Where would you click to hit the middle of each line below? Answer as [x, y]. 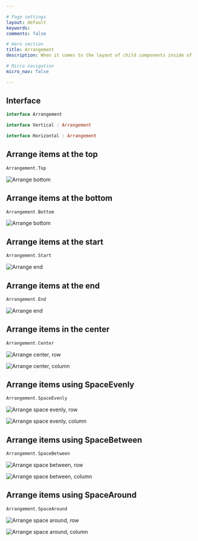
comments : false [26, 33]
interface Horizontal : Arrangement [51, 136]
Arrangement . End [26, 299]
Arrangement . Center [30, 343]
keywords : [18, 28]
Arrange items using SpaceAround [71, 495]
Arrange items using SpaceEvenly [70, 384]
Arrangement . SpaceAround [37, 509]
